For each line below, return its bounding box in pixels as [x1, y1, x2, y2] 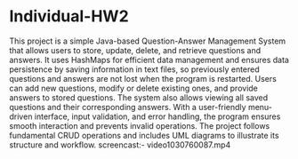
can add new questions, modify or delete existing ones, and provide [9, 83, 258, 93]
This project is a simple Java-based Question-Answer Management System [9, 36, 286, 46]
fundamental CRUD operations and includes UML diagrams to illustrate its [9, 130, 279, 140]
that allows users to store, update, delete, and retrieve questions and [9, 44, 262, 55]
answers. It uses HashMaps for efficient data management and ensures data [9, 54, 289, 65]
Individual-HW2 [9, 6, 129, 27]
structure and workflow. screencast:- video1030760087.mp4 [9, 139, 231, 150]
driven [9, 111, 33, 122]
